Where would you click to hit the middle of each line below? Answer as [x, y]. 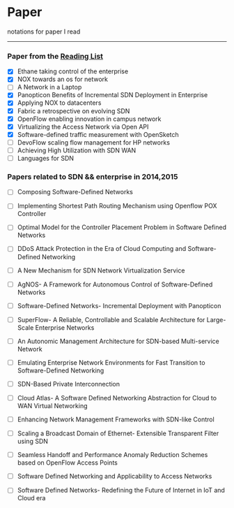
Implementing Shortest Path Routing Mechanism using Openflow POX [117, 206]
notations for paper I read [44, 31]
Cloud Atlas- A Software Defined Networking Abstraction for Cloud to [117, 398]
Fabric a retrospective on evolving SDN [73, 111]
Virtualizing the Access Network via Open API [83, 126]
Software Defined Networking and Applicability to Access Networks [115, 477]
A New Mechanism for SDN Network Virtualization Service [101, 270]
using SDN [33, 442]
